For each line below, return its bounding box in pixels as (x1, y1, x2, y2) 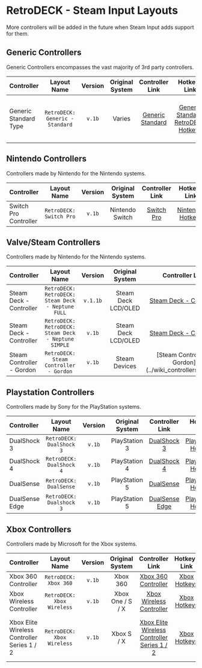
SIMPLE (50, 342, 70, 348)
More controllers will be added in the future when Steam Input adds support (6, 24, 194, 31)
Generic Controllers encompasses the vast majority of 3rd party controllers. (6, 63, 194, 71)
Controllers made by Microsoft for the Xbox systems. (6, 540, 137, 547)
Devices (113, 362, 136, 371)
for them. (6, 30, 29, 37)
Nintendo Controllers (6, 154, 87, 164)
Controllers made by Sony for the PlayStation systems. (6, 403, 141, 411)
